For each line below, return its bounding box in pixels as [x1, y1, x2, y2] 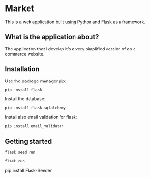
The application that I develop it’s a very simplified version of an [5, 46, 132, 51]
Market [5, 3, 35, 14]
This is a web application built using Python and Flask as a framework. [5, 19, 145, 25]
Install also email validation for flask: [5, 114, 77, 120]
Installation [5, 65, 40, 73]
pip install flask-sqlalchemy [5, 105, 66, 111]
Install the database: [5, 96, 45, 102]
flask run [5, 159, 25, 163]
